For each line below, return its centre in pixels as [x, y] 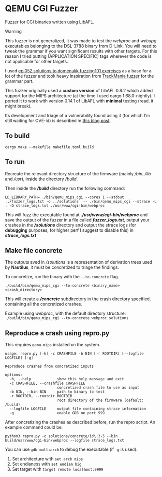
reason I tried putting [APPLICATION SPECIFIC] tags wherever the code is [78, 56]
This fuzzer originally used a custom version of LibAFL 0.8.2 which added [79, 90]
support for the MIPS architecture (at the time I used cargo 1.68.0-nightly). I [80, 96]
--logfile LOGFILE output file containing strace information [78, 409]
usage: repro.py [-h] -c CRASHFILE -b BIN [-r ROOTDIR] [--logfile [74, 354]
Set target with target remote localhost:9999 [58, 469]
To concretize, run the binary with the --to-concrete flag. [62, 277]
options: [14, 375]
